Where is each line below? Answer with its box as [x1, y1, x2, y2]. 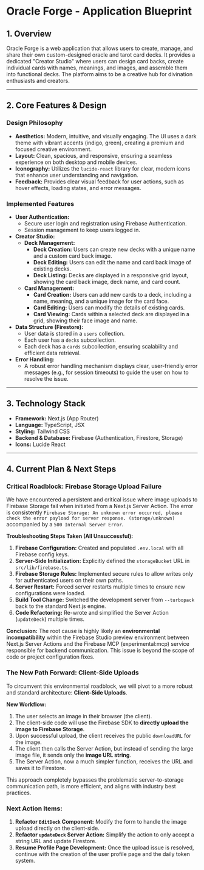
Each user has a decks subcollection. [24, 336, 117, 344]
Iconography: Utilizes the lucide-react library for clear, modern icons [15, 164, 191, 172]
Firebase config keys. [15, 551, 70, 558]
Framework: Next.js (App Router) [15, 414, 99, 422]
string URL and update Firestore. [15, 838, 97, 845]
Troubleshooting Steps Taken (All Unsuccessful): [6, 532, 134, 540]
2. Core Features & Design [6, 101, 107, 111]
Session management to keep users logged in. [24, 226, 141, 233]
